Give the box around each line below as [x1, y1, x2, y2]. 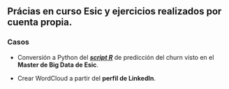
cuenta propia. [7, 17, 73, 29]
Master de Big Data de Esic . [17, 60, 99, 69]
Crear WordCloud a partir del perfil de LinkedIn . [17, 74, 156, 82]
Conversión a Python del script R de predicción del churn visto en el [17, 53, 214, 61]
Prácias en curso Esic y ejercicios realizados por [7, 6, 222, 17]
